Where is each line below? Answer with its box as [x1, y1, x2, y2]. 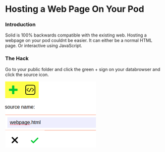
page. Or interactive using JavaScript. [5, 43, 83, 49]
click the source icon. [5, 72, 49, 77]
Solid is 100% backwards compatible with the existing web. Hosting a [5, 32, 147, 38]
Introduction [5, 21, 36, 28]
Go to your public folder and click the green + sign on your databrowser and [5, 66, 161, 72]
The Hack [5, 55, 29, 62]
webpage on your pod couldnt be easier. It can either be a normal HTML [5, 38, 153, 43]
